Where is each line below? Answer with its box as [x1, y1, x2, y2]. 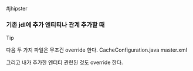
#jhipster [6, 5, 28, 12]
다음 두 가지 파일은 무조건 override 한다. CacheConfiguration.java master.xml [6, 46, 188, 53]
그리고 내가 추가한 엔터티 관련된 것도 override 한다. [6, 59, 123, 66]
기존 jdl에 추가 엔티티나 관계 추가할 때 [6, 21, 105, 29]
